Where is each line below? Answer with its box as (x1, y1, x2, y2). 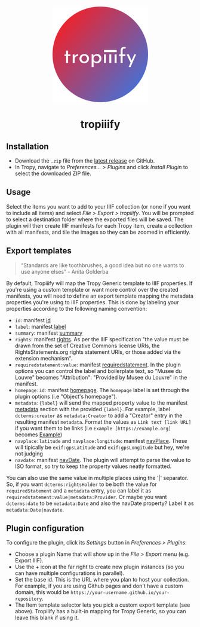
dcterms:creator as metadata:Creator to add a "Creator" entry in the (14, 412, 183, 419)
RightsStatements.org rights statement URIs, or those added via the (14, 348, 181, 356)
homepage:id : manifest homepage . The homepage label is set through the (14, 386, 190, 393)
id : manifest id (14, 316, 51, 323)
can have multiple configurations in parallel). (14, 570, 124, 577)
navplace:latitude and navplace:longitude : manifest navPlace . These (14, 437, 187, 444)
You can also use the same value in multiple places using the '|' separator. (6, 474, 189, 481)
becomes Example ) (14, 431, 63, 438)
